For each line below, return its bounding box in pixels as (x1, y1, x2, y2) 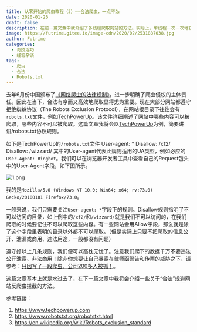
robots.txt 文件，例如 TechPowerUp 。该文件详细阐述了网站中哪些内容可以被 (6, 113, 190, 120)
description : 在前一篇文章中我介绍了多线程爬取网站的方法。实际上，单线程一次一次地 (6, 25, 189, 31)
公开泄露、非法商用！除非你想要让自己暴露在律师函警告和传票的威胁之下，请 (6, 255, 191, 262)
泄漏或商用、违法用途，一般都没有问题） (16, 236, 114, 243)
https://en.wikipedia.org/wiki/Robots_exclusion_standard (14, 319, 151, 326)
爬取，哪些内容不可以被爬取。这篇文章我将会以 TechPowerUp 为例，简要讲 (6, 120, 185, 128)
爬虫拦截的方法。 (16, 283, 57, 290)
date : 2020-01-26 (6, 14, 49, 20)
